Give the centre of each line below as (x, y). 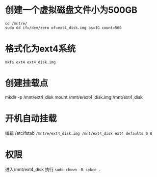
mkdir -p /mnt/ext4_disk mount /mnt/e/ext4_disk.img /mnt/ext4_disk (74, 97)
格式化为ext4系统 (40, 49)
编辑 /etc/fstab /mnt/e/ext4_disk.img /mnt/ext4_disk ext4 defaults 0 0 (79, 133)
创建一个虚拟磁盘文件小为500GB (71, 10)
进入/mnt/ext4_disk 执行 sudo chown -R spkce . (53, 169)
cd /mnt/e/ (16, 23)
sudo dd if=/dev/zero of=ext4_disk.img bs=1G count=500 (63, 28)
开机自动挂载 (31, 118)
